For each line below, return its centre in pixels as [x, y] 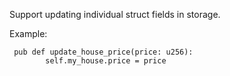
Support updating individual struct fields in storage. [115, 14]
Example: [28, 33]
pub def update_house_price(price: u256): [103, 52]
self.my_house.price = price [106, 61]
